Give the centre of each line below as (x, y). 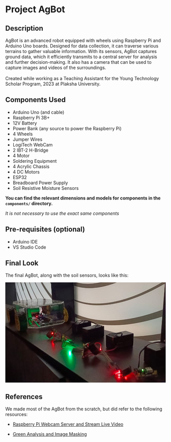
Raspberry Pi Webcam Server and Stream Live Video (68, 424)
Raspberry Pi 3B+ (31, 117)
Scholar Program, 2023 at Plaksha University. (53, 84)
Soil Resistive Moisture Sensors (46, 188)
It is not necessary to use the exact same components (62, 213)
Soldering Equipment (35, 161)
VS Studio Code (29, 247)
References (24, 397)
